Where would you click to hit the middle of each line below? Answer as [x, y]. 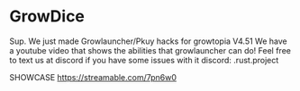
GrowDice [47, 17]
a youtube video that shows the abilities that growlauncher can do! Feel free [150, 50]
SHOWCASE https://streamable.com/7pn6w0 [93, 77]
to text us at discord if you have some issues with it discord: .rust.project [144, 60]
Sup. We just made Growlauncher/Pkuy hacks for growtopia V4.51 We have [148, 41]
